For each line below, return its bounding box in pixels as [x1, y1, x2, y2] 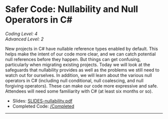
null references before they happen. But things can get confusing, [5, 56, 141, 62]
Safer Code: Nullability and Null [5, 3, 138, 15]
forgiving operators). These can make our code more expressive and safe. [5, 82, 158, 88]
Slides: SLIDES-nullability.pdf [12, 97, 72, 103]
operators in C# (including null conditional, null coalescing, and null [5, 77, 144, 83]
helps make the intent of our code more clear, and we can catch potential [5, 51, 156, 57]
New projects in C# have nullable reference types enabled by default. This [5, 45, 158, 51]
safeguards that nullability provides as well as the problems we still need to [5, 66, 160, 73]
